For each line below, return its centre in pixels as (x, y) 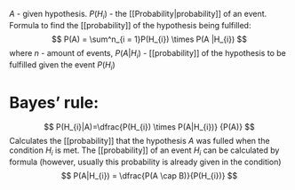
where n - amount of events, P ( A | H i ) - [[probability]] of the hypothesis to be (147, 54)
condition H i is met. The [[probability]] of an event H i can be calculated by (144, 151)
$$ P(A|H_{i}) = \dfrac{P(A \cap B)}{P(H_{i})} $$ (149, 176)
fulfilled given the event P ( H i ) (62, 65)
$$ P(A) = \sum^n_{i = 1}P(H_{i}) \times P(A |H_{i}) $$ (149, 39)
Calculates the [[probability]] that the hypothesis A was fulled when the (140, 141)
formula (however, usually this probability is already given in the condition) (145, 162)
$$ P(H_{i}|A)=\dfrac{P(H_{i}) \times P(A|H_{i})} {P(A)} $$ (149, 127)
